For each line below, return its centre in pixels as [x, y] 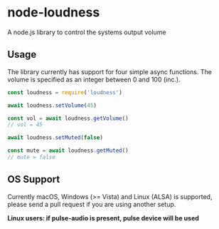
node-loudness [54, 12]
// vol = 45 [25, 125]
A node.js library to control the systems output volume [87, 32]
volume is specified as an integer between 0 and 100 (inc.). [94, 79]
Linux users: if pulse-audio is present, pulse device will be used [103, 218]
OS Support [34, 179]
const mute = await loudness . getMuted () [68, 151]
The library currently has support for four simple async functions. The [109, 71]
